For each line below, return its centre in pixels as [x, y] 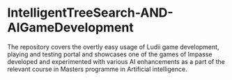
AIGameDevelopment [70, 27]
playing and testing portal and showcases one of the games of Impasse [110, 54]
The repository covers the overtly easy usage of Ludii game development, [113, 47]
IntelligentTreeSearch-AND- [90, 13]
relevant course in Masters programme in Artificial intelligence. [97, 69]
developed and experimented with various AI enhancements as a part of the [116, 61]
